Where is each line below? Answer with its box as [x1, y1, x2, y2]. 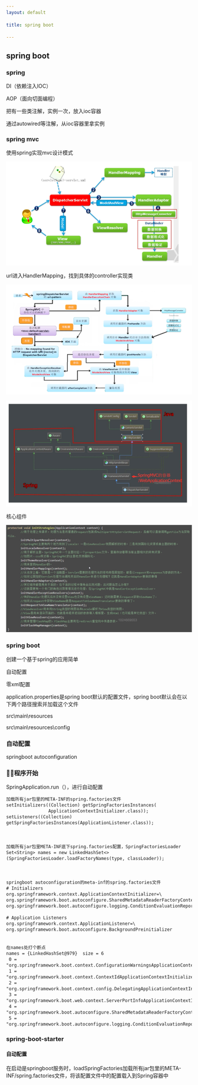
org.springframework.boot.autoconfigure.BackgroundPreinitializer [6, 927, 173, 933]
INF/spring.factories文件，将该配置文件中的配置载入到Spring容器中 [6, 1072, 169, 1079]
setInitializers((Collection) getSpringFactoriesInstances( [6, 802, 157, 808]
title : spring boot [6, 22, 54, 28]
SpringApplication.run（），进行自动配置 [6, 783, 103, 790]
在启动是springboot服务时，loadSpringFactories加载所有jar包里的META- [6, 1064, 181, 1071]
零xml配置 [6, 680, 31, 687]
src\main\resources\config [6, 723, 70, 730]
